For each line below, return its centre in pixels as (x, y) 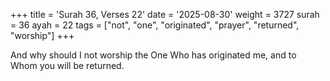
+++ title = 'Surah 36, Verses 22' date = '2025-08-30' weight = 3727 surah (165, 14)
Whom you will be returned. (67, 65)
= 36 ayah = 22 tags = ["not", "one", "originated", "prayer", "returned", (155, 25)
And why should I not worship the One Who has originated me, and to (153, 55)
